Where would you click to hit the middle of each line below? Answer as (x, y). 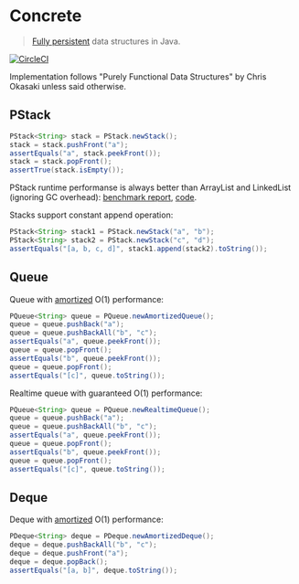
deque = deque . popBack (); (59, 562)
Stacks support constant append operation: (91, 215)
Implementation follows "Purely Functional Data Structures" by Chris (138, 76)
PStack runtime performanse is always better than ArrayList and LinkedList (150, 187)
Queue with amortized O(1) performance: (87, 299)
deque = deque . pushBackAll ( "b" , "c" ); (83, 545)
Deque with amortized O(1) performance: (87, 520)
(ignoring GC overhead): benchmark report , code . (103, 197)
